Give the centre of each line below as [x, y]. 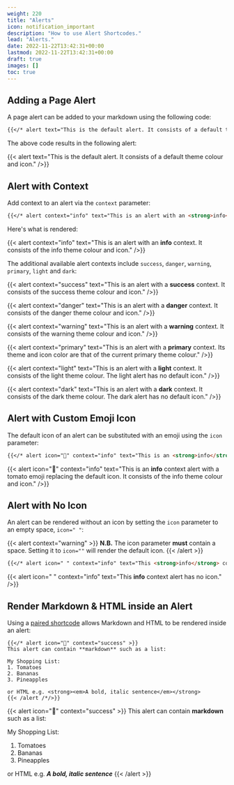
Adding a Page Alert [52, 100]
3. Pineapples [28, 680]
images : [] [23, 66]
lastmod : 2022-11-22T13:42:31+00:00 [60, 53]
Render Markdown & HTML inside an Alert [100, 606]
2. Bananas [23, 674]
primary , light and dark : [42, 271]
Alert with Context [48, 186]
